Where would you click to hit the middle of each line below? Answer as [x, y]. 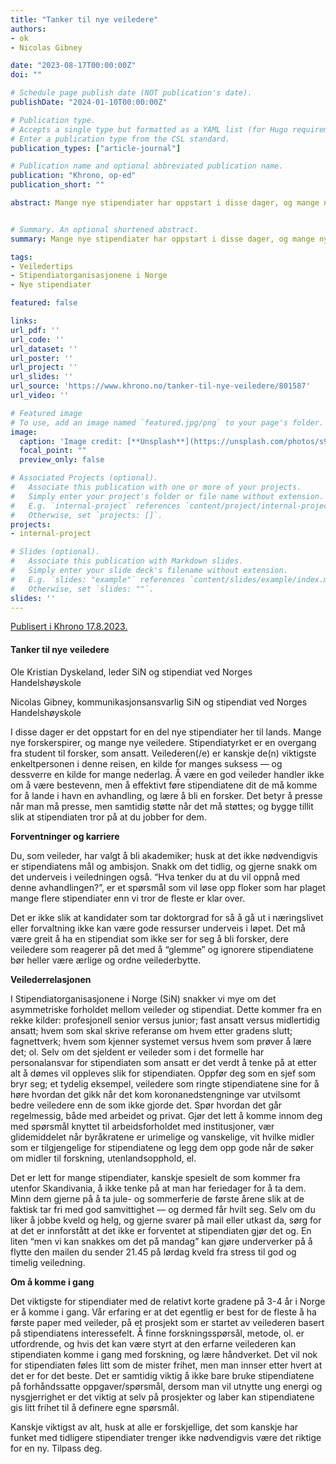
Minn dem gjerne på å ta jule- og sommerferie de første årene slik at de [157, 1198]
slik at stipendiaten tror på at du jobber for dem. [108, 817]
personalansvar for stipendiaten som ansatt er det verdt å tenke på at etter [163, 1062]
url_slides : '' [42, 377]
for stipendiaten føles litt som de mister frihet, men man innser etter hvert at [166, 1365]
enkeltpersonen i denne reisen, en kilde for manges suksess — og [146, 763]
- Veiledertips [42, 266]
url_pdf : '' [35, 330]
